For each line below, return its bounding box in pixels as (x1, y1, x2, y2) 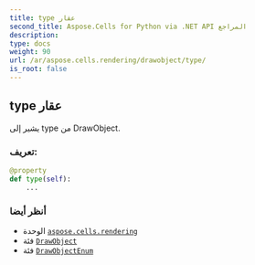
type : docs (9, 38, 51, 48)
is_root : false (9, 65, 68, 74)
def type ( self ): (9, 175, 71, 184)
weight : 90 (9, 48, 51, 57)
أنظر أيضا (9, 205, 47, 217)
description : (9, 30, 59, 39)
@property (9, 165, 48, 175)
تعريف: (9, 145, 38, 158)
